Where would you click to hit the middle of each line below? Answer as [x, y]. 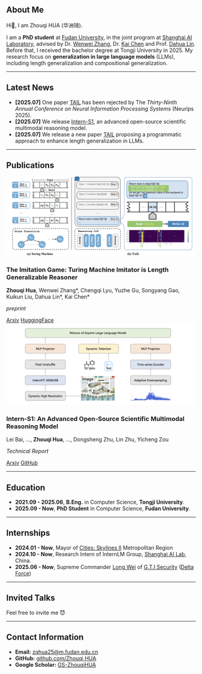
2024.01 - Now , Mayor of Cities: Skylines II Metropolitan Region [94, 547]
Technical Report [27, 451]
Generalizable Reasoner [42, 277]
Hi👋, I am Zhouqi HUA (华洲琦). [44, 25]
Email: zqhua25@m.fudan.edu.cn [57, 652]
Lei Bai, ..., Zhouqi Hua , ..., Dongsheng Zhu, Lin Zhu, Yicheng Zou [87, 440]
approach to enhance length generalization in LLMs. [79, 141]
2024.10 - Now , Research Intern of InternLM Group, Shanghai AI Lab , [101, 554]
